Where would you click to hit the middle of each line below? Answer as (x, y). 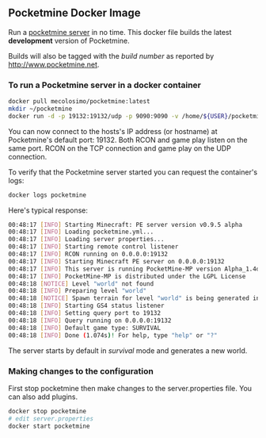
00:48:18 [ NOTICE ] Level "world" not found (81, 284)
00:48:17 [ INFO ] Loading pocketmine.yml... (81, 232)
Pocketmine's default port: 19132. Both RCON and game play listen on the (128, 140)
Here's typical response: (48, 210)
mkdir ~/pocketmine (40, 109)
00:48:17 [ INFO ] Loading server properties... (86, 240)
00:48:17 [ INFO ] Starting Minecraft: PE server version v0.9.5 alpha (125, 225)
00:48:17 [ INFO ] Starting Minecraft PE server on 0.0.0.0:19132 (116, 261)
